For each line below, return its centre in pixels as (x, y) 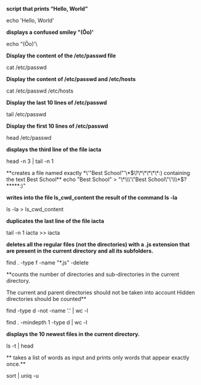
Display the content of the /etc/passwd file (61, 56)
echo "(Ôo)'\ (22, 44)
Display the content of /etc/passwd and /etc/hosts (71, 79)
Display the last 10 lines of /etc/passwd (57, 103)
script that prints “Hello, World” (47, 9)
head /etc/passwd (29, 138)
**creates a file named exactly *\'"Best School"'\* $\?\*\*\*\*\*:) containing (98, 173)
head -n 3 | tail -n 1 (30, 161)
